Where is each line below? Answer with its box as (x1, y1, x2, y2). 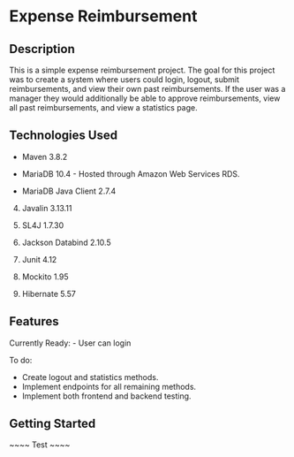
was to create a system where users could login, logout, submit (9, 74, 240, 85)
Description (9, 42, 75, 57)
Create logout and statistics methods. (21, 371, 159, 382)
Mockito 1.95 (21, 271, 69, 282)
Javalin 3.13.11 (21, 202, 72, 213)
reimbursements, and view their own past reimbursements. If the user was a (9, 84, 286, 94)
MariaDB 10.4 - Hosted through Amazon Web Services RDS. (21, 168, 240, 179)
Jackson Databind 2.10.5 (21, 237, 112, 248)
